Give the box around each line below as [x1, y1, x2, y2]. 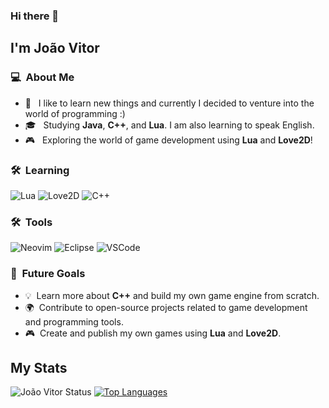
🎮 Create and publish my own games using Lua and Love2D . [24, 327, 282, 339]
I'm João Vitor [10, 40, 100, 57]
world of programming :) [24, 107, 126, 119]
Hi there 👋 [10, 9, 60, 23]
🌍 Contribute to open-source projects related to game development [24, 301, 308, 313]
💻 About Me [10, 70, 75, 84]
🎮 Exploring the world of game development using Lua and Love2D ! [24, 134, 313, 146]
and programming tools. [24, 315, 124, 328]
